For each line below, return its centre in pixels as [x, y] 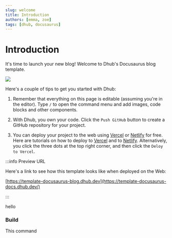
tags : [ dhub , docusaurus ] [33, 24]
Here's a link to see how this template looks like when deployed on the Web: [86, 171]
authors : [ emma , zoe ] [28, 19]
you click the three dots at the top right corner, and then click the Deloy [88, 146]
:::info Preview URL [25, 162]
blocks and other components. [45, 110]
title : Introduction [27, 15]
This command [21, 231]
